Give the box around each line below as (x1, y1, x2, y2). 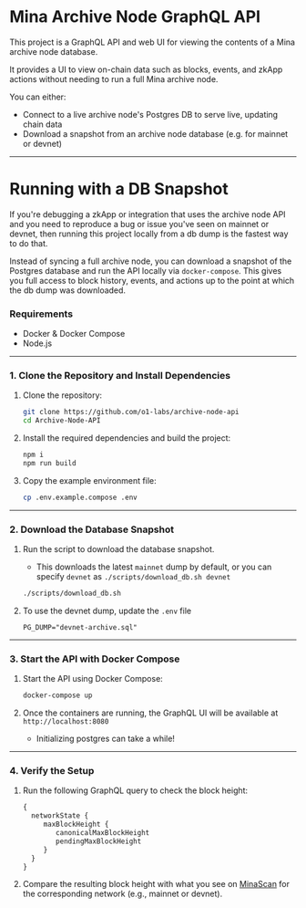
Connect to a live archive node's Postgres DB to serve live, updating (22, 109, 279, 120)
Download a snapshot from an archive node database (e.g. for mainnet (22, 128, 289, 139)
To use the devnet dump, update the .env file (22, 605, 192, 617)
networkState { (31, 811, 89, 820)
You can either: (9, 91, 66, 102)
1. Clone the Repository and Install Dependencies (9, 370, 230, 382)
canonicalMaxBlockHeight (56, 829, 150, 838)
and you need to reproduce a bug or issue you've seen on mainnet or (9, 218, 270, 229)
